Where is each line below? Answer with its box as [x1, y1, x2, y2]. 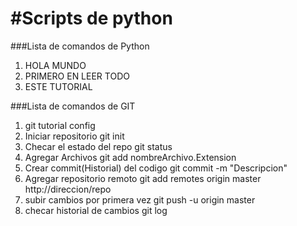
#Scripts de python [10, 7, 173, 30]
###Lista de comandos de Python [10, 40, 150, 52]
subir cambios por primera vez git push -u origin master [24, 193, 256, 206]
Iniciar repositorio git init [24, 130, 125, 142]
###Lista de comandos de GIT [10, 100, 136, 112]
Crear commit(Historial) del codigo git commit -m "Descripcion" [24, 162, 288, 174]
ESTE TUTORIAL [24, 80, 93, 92]
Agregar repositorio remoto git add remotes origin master [24, 172, 262, 184]
